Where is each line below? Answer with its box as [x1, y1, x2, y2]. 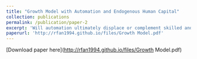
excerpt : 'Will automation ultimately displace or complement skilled [6, 25, 182, 31]
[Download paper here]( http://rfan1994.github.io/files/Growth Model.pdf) [6, 46, 182, 53]
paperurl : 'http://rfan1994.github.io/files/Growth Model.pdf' [6, 30, 164, 36]
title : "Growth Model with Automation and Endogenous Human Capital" [6, 8, 180, 15]
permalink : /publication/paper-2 [6, 19, 88, 25]
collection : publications [6, 14, 69, 20]
